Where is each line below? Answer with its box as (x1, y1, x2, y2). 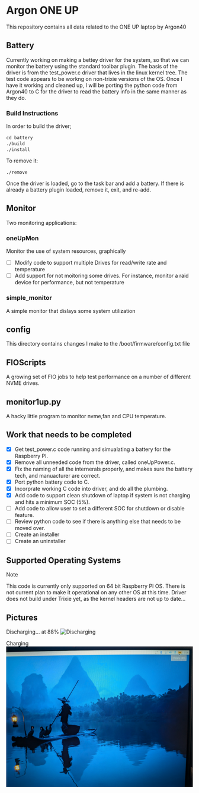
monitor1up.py (6, 397, 61, 407)
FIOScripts (6, 358, 46, 368)
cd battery (6, 135, 33, 141)
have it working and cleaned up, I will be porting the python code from (6, 82, 178, 89)
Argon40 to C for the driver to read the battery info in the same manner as (6, 87, 187, 95)
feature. (14, 512, 34, 519)
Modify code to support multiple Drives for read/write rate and (14, 259, 167, 267)
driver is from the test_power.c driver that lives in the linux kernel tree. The (6, 69, 188, 76)
